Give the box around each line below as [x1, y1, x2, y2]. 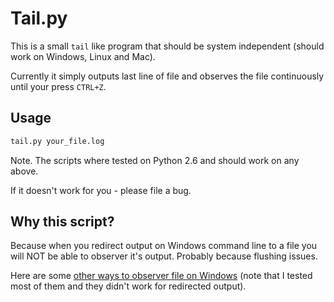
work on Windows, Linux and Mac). [10, 50, 156, 62]
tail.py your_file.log [10, 136, 105, 146]
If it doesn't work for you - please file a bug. [10, 184, 192, 196]
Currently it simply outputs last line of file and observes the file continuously [10, 70, 325, 82]
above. [10, 165, 39, 177]
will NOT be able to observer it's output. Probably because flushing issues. [10, 250, 318, 262]
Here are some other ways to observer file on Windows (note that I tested [10, 270, 313, 282]
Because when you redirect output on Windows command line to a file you [10, 240, 318, 252]
